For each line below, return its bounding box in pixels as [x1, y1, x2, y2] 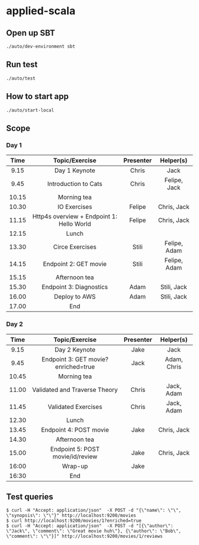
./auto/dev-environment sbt [6, 43, 76, 49]
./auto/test [6, 75, 36, 81]
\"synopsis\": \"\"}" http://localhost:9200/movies [6, 512, 136, 519]
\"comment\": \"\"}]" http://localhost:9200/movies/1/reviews [6, 533, 163, 540]
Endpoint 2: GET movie [43, 260, 107, 268]
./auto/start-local [6, 107, 54, 113]
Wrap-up [62, 462, 88, 470]
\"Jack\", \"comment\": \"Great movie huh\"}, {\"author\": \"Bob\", [6, 528, 182, 534]
